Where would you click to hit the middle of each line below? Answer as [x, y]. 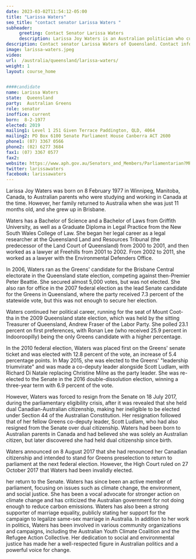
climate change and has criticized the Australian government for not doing [95, 500]
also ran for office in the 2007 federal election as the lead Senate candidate [97, 288]
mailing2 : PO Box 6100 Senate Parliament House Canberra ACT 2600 [88, 136]
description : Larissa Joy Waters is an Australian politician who [101, 39]
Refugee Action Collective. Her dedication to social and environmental [90, 538]
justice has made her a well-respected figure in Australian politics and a [92, 544]
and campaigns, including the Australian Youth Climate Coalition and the [93, 531]
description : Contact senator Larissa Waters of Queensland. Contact [92, 44]
